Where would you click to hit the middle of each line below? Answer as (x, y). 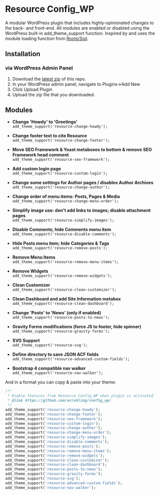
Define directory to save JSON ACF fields (55, 354)
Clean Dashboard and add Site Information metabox (66, 299)
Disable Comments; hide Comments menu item (61, 229)
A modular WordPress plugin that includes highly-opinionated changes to (80, 23)
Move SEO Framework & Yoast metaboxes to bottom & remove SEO (82, 150)
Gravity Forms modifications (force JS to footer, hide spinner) (77, 327)
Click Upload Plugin (32, 89)
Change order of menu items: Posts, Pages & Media (66, 196)
